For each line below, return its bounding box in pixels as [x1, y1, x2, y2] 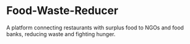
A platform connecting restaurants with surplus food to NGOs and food [6, 24, 184, 31]
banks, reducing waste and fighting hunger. [6, 30, 116, 37]
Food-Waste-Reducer [6, 4, 119, 18]
